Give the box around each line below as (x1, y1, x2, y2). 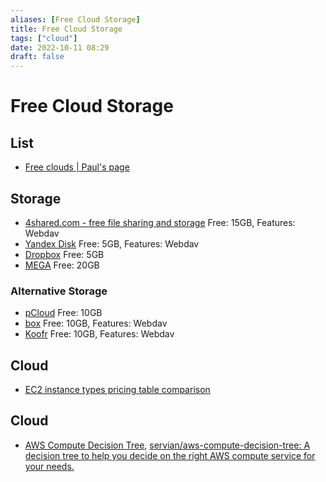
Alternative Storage (10, 284, 108, 298)
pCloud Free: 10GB (24, 307, 103, 319)
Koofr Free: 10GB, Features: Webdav (24, 328, 175, 340)
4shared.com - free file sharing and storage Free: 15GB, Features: (24, 216, 296, 228)
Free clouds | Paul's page (24, 161, 130, 173)
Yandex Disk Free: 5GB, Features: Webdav (24, 237, 200, 250)
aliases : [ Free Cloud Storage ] (10, 14, 141, 25)
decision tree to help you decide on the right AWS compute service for (24, 449, 316, 461)
